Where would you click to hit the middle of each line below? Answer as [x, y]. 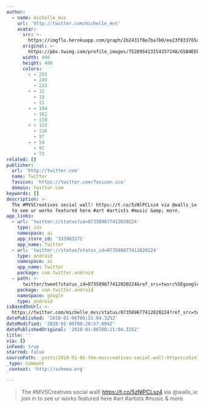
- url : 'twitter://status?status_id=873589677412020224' [85, 250]
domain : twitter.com [38, 188]
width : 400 [36, 57]
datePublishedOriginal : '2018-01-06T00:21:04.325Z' [73, 329]
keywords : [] [23, 193]
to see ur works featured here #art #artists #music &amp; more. [96, 210]
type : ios [30, 227]
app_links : [20, 216]
